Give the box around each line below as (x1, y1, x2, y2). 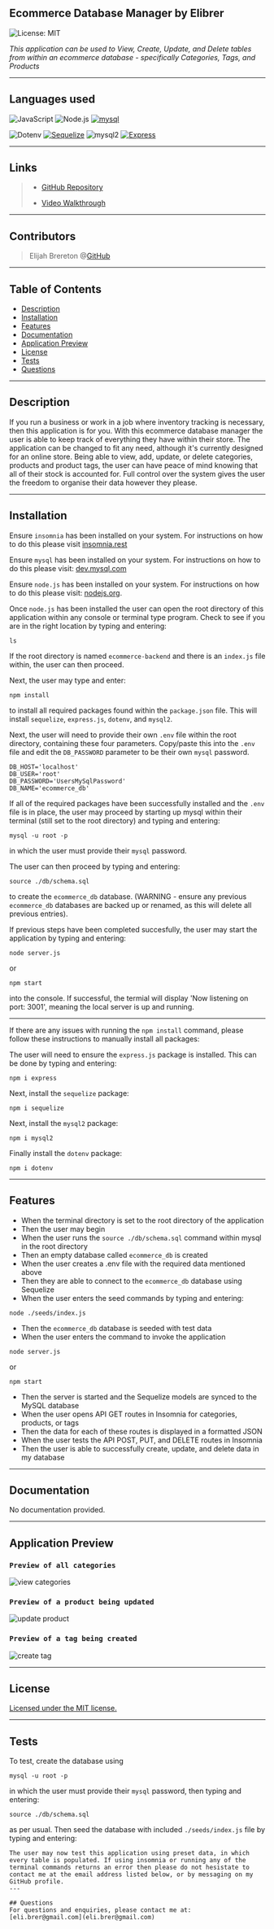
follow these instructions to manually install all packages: (9, 1033, 200, 1044)
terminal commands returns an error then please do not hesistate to (9, 1863, 250, 1872)
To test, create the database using (9, 1757, 124, 1766)
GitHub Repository (41, 182, 104, 192)
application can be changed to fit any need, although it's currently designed (9, 443, 263, 452)
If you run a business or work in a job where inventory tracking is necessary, (9, 417, 265, 426)
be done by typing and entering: (9, 1058, 117, 1068)
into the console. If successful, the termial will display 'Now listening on (9, 993, 249, 1003)
